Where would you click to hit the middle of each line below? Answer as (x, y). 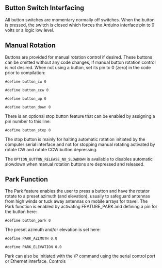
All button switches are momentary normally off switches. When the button (80, 19)
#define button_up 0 (26, 98)
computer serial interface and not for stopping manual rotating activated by (80, 144)
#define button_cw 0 (26, 81)
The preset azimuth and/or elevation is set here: (53, 230)
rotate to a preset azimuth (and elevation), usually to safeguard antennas (78, 196)
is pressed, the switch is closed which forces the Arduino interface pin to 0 (80, 25)
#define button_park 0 (28, 221)
